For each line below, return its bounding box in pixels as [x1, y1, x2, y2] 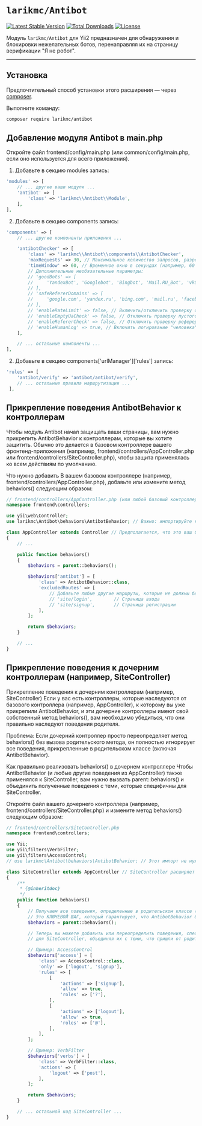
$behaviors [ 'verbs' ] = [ [28, 1053, 90, 1060]
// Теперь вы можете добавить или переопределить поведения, [28, 930, 185, 936]
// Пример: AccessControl [28, 947, 93, 953]
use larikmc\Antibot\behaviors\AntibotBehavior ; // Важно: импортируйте [6, 519, 192, 525]
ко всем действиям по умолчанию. [6, 460, 97, 467]
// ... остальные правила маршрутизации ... [17, 380, 130, 386]
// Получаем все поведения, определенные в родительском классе [28, 908, 192, 914]
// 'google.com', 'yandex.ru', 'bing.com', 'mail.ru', [28, 296, 179, 302]
